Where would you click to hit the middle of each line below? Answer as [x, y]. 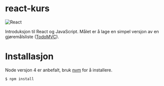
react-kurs [28, 9]
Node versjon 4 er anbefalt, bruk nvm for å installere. [59, 70]
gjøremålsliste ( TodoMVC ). [32, 37]
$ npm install [20, 79]
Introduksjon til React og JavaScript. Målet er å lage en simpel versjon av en [82, 31]
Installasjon [29, 56]
